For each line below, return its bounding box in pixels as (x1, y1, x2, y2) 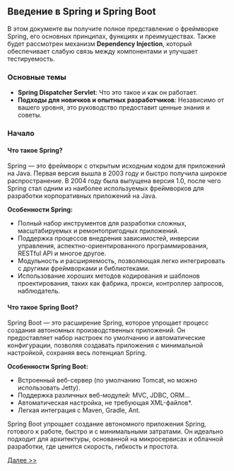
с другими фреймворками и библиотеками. (17, 264, 150, 273)
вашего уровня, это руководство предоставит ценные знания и (17, 103, 210, 112)
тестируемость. (7, 54, 55, 63)
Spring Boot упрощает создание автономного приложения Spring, (7, 420, 206, 429)
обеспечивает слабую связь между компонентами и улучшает (7, 47, 198, 55)
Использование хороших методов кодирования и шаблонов (17, 272, 200, 280)
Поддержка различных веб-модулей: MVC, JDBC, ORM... (17, 391, 190, 400)
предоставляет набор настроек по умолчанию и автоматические (7, 334, 206, 342)
